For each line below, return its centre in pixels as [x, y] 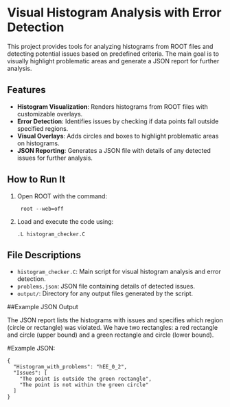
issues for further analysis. [55, 158]
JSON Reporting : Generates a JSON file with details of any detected [114, 150]
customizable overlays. [50, 114]
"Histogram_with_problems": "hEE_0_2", [70, 367]
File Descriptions [44, 255]
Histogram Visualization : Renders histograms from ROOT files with [112, 106]
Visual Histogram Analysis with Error [114, 13]
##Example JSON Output [43, 307]
